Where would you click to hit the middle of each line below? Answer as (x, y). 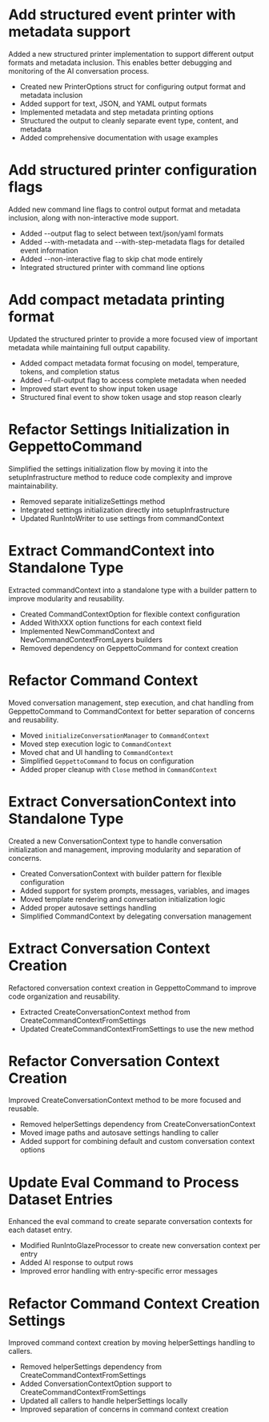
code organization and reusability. (64, 996)
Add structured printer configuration (133, 170)
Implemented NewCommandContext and (87, 631)
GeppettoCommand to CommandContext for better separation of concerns (132, 711)
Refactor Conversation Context (114, 1061)
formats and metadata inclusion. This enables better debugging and (120, 63)
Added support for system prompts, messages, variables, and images (135, 891)
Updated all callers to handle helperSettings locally (104, 1401)
